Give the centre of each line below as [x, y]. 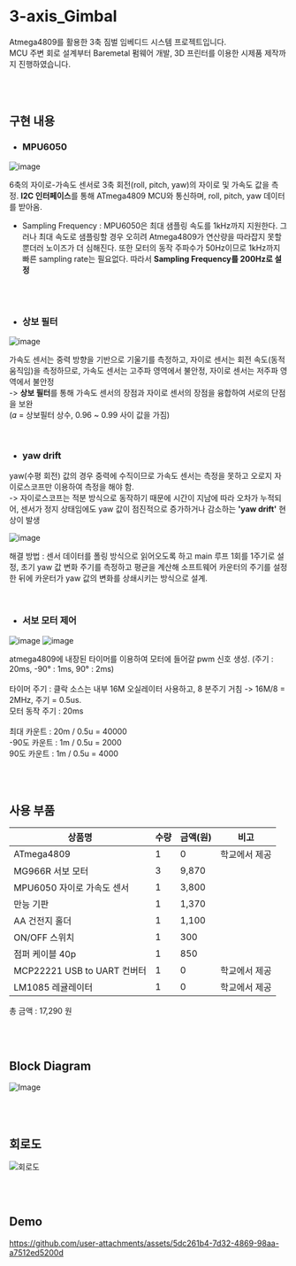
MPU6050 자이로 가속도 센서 [72, 888]
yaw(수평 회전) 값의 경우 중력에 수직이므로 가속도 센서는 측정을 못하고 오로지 [140, 476]
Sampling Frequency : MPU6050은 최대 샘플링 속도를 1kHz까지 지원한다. [150, 225]
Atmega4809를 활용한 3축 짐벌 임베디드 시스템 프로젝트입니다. [118, 42]
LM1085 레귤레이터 [53, 987]
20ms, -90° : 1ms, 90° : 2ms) [62, 668]
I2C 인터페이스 [46, 196]
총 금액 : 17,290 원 [41, 1011]
